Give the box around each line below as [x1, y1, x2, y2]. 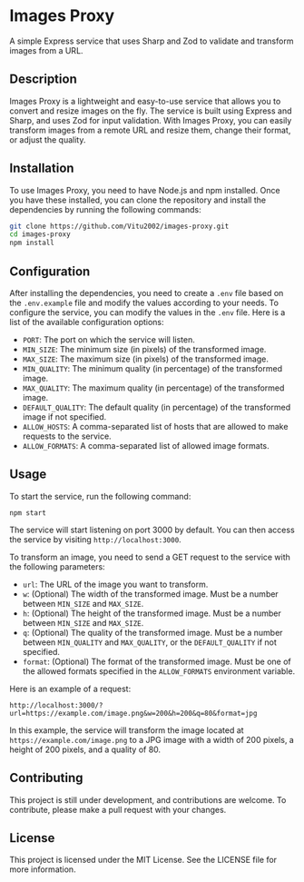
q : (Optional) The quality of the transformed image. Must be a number [22, 627, 283, 638]
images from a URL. [9, 45, 83, 55]
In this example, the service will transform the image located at [9, 724, 244, 736]
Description [9, 72, 77, 87]
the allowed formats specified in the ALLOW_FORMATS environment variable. [22, 665, 296, 677]
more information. [9, 864, 76, 875]
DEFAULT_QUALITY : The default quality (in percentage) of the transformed [22, 401, 291, 412]
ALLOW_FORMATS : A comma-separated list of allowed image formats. [22, 441, 270, 451]
